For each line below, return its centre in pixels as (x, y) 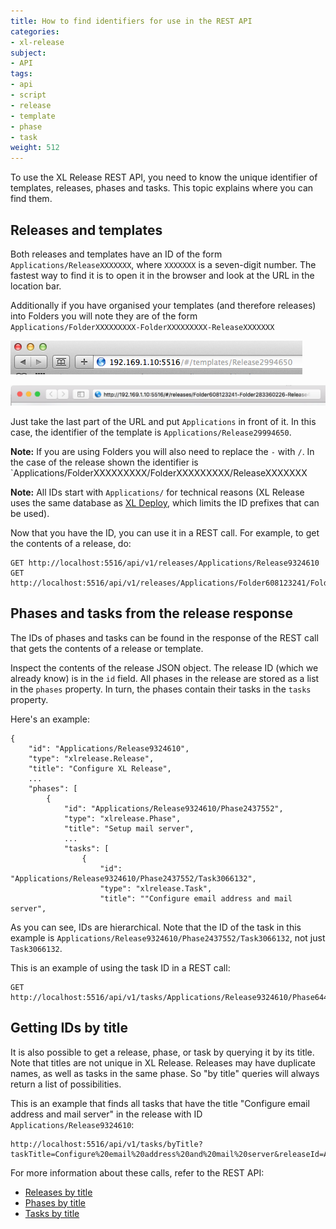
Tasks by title (52, 1213)
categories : (35, 31)
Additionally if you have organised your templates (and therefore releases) (163, 305)
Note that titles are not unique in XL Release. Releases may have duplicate (163, 1062)
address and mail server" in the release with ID (106, 1114)
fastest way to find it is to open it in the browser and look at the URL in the (162, 275)
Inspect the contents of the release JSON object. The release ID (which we (164, 667)
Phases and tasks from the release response (151, 613)
